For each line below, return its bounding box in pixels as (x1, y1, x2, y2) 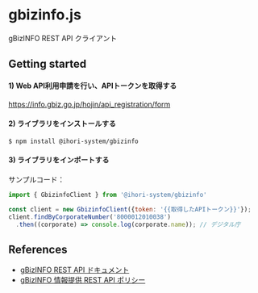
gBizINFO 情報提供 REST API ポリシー (19, 275, 146, 285)
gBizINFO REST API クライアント (8, 33, 118, 43)
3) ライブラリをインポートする (8, 155, 110, 165)
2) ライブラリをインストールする (8, 119, 117, 128)
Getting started (8, 57, 87, 71)
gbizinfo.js (8, 6, 82, 24)
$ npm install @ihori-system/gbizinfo (8, 137, 139, 145)
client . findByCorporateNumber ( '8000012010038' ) (8, 212, 172, 221)
